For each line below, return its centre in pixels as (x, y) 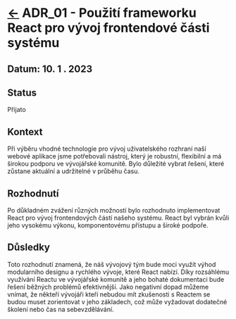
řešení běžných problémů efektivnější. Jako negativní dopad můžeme (108, 287)
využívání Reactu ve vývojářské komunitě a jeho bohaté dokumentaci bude (116, 279)
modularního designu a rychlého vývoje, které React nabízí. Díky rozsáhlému (118, 272)
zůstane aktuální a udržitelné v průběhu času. (73, 171)
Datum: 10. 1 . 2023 (50, 69)
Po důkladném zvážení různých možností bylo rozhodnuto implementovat (114, 211)
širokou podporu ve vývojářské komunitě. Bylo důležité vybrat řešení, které (116, 164)
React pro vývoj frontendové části (108, 28)
